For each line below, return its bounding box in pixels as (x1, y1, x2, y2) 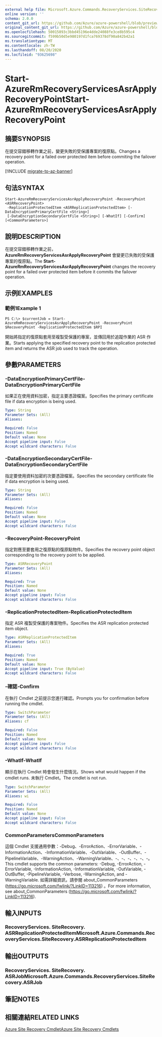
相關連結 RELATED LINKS (5, 1013, 80, 1021)
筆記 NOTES (5, 995, 40, 1004)
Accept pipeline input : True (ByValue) (5, 666, 85, 671)
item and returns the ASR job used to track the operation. (5, 345, 119, 351)
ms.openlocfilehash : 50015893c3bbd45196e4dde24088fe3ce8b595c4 (5, 30, 135, 34)
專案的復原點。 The (5, 258, 42, 264)
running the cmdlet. (5, 701, 44, 707)
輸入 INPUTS (5, 909, 42, 917)
